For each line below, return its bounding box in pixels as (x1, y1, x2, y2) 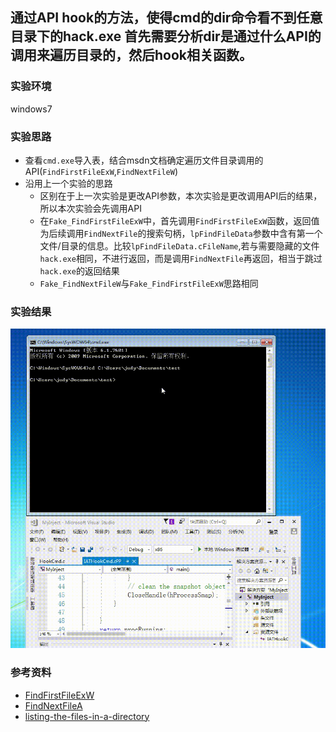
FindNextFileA (24, 699, 83, 712)
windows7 (10, 103, 53, 115)
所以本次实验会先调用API (39, 202, 142, 214)
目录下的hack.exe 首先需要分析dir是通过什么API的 (10, 28, 322, 45)
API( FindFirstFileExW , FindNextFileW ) (24, 165, 179, 177)
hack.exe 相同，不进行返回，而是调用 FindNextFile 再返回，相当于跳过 (39, 252, 323, 264)
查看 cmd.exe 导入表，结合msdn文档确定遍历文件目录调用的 (24, 154, 264, 166)
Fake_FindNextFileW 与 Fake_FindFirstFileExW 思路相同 (39, 277, 259, 289)
